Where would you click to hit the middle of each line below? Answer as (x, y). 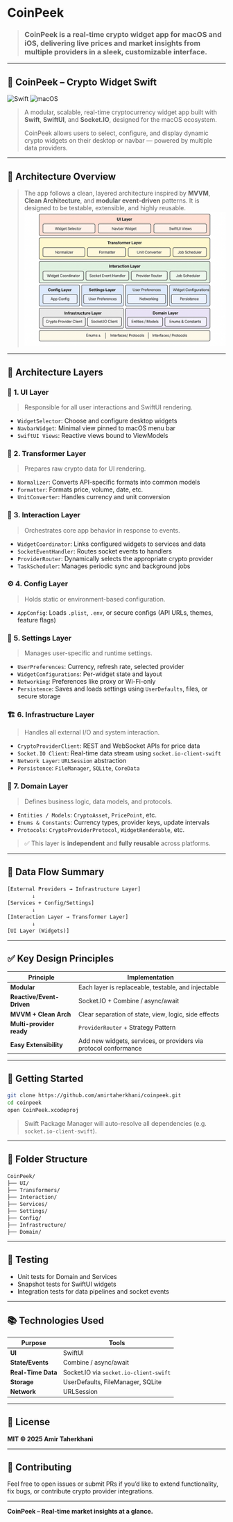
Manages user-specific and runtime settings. (88, 653)
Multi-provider (32, 1023)
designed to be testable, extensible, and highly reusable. (105, 208)
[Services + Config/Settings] (51, 903)
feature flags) (37, 620)
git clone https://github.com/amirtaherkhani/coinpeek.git (94, 1096)
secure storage (39, 696)
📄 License (29, 1422)
